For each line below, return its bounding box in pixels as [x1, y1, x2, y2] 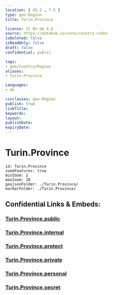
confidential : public [5, 50, 51, 55]
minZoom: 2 [5, 173, 29, 178]
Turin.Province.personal [5, 270, 67, 277]
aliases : [5, 68, 24, 74]
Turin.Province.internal [5, 229, 64, 236]
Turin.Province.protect [5, 243, 63, 250]
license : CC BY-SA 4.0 [5, 26, 53, 31]
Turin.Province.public [5, 215, 60, 223]
